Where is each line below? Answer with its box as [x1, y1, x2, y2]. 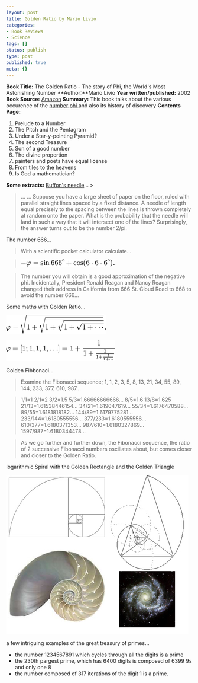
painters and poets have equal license [14, 157, 108, 164]
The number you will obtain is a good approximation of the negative [20, 273, 186, 280]
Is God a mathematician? [14, 170, 75, 177]
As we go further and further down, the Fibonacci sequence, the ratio [20, 439, 190, 446]
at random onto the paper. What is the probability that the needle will [20, 212, 188, 219]
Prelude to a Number [14, 119, 66, 127]
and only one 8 [14, 663, 51, 671]
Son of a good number [14, 145, 70, 152]
